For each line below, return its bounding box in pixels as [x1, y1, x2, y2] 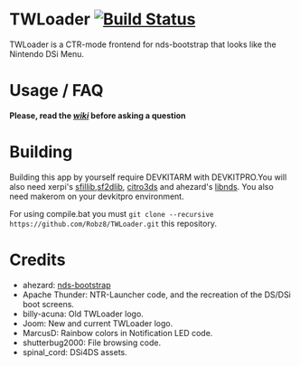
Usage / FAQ [9, 80, 104, 101]
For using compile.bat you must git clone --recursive [9, 208, 214, 219]
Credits [9, 249, 66, 270]
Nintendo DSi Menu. [9, 48, 84, 59]
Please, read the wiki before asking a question [9, 109, 186, 121]
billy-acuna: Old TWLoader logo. [22, 308, 145, 319]
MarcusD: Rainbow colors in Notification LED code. [22, 327, 213, 338]
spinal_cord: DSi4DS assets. [22, 346, 128, 357]
